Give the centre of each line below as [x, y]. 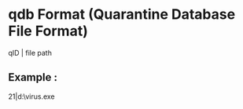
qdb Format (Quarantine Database [122, 15]
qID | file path [30, 53]
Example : [33, 77]
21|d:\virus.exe [31, 96]
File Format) [48, 31]
